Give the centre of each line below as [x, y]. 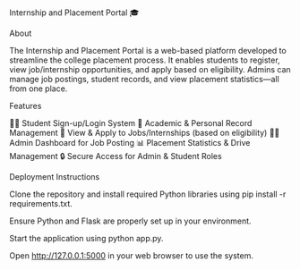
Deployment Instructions [55, 177]
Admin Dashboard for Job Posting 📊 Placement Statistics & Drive [130, 143]
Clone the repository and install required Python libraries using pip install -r [148, 194]
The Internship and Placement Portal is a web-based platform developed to [148, 51]
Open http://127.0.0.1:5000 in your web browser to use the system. [131, 256]
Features [26, 106]
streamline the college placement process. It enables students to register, [145, 60]
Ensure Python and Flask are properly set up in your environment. [131, 221]
